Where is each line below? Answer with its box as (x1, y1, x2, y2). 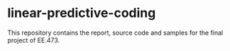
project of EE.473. (7, 35, 60, 44)
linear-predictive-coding (7, 5, 156, 21)
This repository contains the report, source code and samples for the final (7, 28, 224, 37)
